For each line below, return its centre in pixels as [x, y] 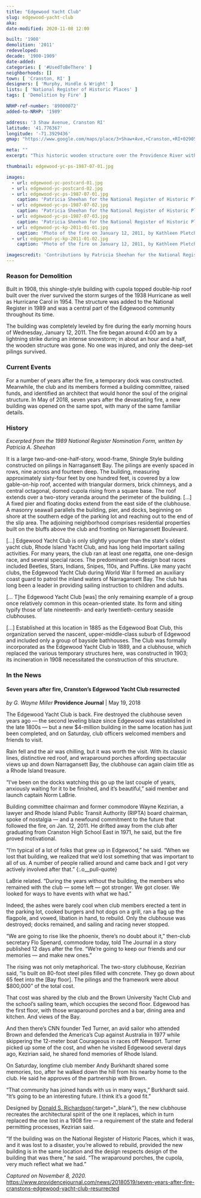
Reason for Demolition [39, 275]
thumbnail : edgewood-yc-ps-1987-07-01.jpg [60, 166]
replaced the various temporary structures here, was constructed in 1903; [97, 653]
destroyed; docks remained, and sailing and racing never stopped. [88, 924]
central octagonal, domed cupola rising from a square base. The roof [91, 490]
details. [15, 412]
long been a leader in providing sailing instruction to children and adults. [95, 585]
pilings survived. [26, 352]
